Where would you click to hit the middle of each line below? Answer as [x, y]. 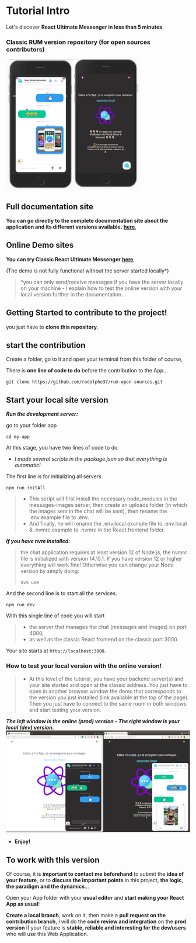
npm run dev [20, 605]
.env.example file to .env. [59, 517]
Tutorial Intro [38, 11]
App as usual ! [23, 904]
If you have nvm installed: [38, 541]
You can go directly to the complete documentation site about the [87, 221]
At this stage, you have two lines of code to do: [63, 448]
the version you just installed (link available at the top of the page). [109, 697]
